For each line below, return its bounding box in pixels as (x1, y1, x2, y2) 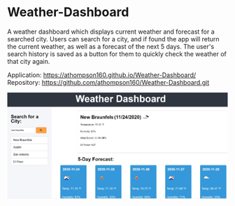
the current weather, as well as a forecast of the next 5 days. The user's (7, 42, 215, 50)
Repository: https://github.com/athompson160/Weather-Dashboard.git (7, 78, 210, 86)
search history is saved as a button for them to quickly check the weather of (7, 50, 227, 58)
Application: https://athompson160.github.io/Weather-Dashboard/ (7, 71, 197, 79)
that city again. (7, 57, 50, 65)
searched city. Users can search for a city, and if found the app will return (7, 34, 220, 43)
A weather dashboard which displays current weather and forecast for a (7, 27, 215, 36)
